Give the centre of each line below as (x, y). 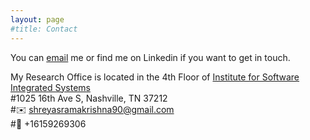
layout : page (37, 19)
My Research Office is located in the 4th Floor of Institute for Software (155, 77)
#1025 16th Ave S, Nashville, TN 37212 (89, 98)
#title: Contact (44, 29)
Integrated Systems (50, 87)
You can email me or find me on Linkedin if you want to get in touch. (150, 57)
